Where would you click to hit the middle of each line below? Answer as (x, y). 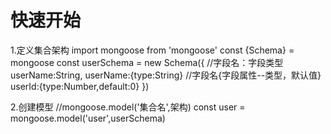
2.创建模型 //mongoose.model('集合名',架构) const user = (128, 107)
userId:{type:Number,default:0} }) (80, 86)
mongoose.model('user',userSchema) (88, 118)
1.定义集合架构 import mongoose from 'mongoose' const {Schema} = (152, 50)
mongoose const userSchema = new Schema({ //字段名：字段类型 (147, 62)
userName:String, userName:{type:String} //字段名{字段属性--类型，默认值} (166, 75)
